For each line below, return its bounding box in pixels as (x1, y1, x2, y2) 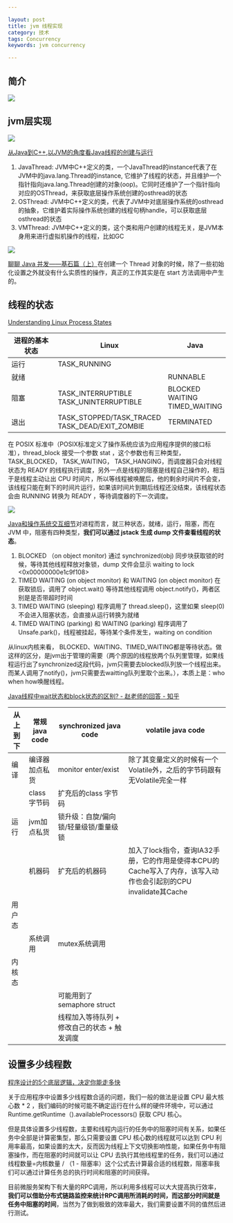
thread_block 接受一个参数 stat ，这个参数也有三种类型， (22, 448, 185, 457)
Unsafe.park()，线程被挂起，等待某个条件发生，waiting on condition (17, 627, 213, 636)
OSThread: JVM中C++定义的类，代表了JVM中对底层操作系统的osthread (17, 197, 224, 205)
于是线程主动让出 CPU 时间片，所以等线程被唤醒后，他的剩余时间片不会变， (8, 475, 224, 483)
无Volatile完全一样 (128, 775, 187, 785)
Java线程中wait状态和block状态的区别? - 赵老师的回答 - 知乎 (8, 692, 180, 700)
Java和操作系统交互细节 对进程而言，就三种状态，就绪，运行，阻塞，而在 (8, 519, 216, 528)
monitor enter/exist (57, 764, 120, 774)
